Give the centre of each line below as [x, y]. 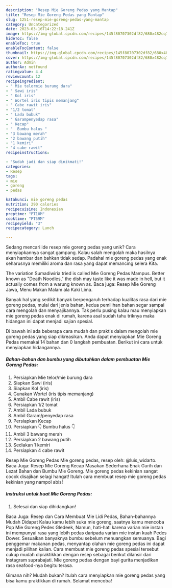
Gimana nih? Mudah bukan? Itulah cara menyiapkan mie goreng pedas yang [85, 575]
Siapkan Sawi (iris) [33, 383]
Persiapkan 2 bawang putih [42, 440]
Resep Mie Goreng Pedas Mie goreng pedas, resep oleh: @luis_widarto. [81, 460]
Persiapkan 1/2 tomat [35, 405]
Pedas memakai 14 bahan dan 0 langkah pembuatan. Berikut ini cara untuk [84, 342]
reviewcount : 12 [23, 77]
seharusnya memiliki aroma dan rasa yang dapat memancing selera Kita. [82, 263]
